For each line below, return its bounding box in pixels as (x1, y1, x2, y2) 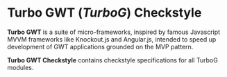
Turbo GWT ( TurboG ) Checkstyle (7, 5, 202, 21)
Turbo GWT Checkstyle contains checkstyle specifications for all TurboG (7, 55, 219, 64)
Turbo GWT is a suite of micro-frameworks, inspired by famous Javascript (7, 28, 221, 36)
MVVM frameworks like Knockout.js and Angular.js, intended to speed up (7, 35, 217, 43)
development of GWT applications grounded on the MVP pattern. (7, 42, 194, 51)
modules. (7, 63, 34, 71)
